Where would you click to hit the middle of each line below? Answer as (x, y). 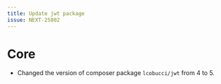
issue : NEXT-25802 (33, 20)
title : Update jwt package (46, 13)
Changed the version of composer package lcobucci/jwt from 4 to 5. (116, 73)
